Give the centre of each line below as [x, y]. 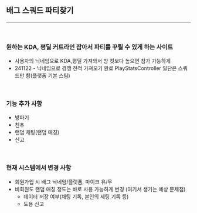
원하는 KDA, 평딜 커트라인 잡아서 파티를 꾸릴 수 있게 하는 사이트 [90, 47]
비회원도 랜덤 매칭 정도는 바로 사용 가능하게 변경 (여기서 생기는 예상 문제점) [100, 189]
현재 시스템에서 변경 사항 [39, 168]
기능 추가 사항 [24, 104]
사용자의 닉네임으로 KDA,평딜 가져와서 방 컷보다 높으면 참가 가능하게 [93, 61]
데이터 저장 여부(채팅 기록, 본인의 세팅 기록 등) [76, 197]
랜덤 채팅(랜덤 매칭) [37, 132]
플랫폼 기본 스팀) [51, 76]
